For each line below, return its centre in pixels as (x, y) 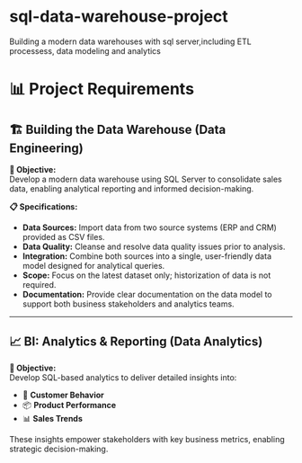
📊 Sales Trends (53, 418)
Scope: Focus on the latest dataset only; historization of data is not (147, 275)
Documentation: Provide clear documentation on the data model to (147, 294)
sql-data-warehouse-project (119, 17)
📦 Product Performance (69, 405)
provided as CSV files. (63, 236)
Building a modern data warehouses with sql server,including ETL (130, 41)
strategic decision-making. (59, 449)
